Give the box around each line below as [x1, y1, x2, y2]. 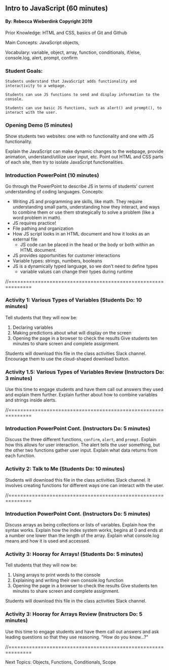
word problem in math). [12, 215, 62, 221]
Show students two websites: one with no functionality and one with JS [5, 133, 154, 139]
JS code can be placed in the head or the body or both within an [20, 242, 155, 248]
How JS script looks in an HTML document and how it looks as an [12, 231, 150, 237]
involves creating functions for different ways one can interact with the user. [5, 482, 164, 488]
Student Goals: [5, 67, 43, 74]
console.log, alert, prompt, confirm [5, 54, 78, 60]
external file [12, 236, 38, 243]
